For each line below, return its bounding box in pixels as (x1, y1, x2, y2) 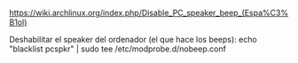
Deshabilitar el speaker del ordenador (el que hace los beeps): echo (9, 35, 257, 44)
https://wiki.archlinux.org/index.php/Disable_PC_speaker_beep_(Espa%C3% (9, 8, 289, 18)
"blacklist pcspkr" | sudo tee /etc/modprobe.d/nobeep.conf (9, 43, 226, 54)
